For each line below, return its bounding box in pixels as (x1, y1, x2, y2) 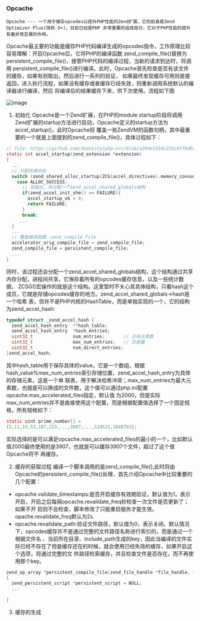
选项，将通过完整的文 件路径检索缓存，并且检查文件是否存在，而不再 (20, 550, 189, 557)
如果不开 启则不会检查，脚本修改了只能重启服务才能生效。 (14, 505, 158, 513)
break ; (21, 212, 39, 218)
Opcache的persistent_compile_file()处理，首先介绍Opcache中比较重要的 (14, 470, 193, 478)
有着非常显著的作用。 (6, 32, 51, 38)
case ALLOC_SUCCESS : (17, 179, 68, 185)
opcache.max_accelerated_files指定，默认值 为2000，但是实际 (6, 391, 161, 398)
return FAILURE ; (27, 201, 68, 207)
